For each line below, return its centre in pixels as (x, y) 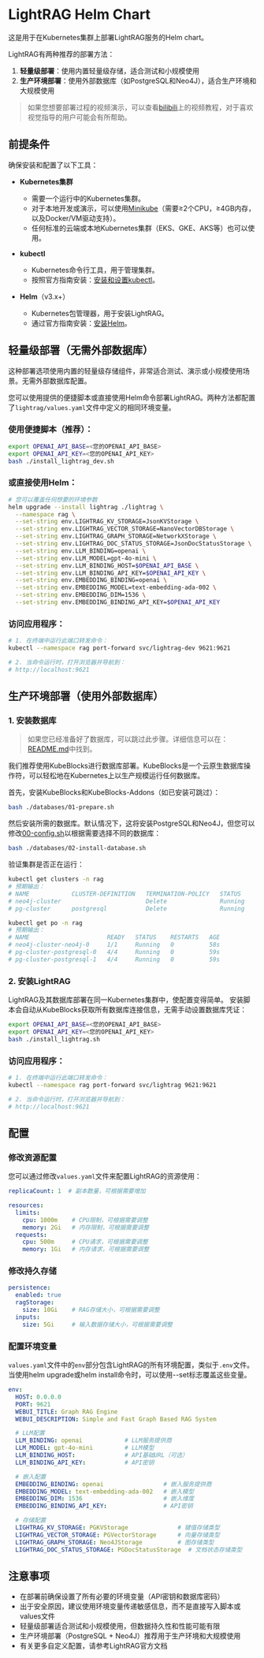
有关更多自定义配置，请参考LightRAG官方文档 (93, 1646)
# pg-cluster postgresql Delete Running (126, 908)
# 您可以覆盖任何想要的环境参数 (53, 499)
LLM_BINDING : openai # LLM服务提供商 (93, 1440)
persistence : (30, 1288)
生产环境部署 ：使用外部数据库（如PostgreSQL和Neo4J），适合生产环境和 (138, 80)
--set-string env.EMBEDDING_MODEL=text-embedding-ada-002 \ (116, 588)
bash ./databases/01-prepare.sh (61, 807)
